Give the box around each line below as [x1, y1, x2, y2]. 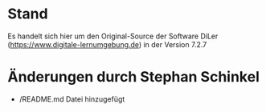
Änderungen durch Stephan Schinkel [7, 68, 260, 86]
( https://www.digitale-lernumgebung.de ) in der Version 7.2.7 [7, 39, 207, 49]
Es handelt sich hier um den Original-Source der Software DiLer [7, 31, 219, 41]
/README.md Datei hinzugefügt [18, 94, 125, 104]
